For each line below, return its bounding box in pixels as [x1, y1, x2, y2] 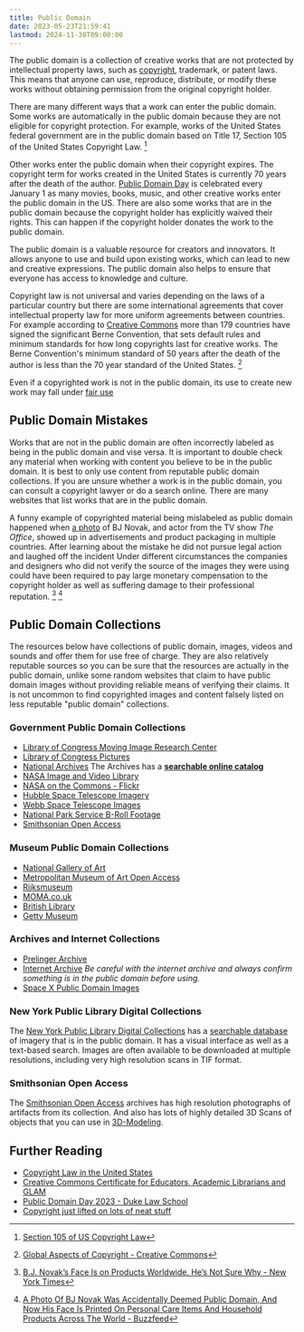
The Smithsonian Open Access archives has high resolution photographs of [9, 1097, 291, 1108]
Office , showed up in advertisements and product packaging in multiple [9, 531, 276, 542]
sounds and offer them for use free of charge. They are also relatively [9, 650, 269, 661]
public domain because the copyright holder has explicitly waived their [9, 208, 273, 218]
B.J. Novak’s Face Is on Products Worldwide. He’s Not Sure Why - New [22, 1267, 287, 1278]
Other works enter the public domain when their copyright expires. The [9, 159, 274, 170]
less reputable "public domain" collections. [9, 699, 170, 709]
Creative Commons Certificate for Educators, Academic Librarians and [22, 1177, 287, 1188]
